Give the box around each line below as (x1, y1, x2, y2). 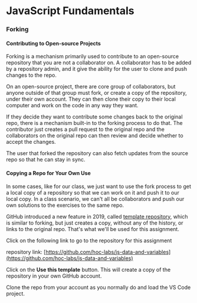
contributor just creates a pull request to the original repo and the (6, 126, 165, 133)
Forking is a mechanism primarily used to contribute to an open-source (6, 53, 179, 60)
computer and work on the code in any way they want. (6, 102, 139, 109)
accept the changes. (6, 139, 56, 146)
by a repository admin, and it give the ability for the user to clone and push (6, 65, 188, 73)
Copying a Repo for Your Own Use (6, 169, 91, 176)
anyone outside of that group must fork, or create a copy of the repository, (6, 90, 187, 97)
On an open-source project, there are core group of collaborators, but (6, 83, 176, 90)
